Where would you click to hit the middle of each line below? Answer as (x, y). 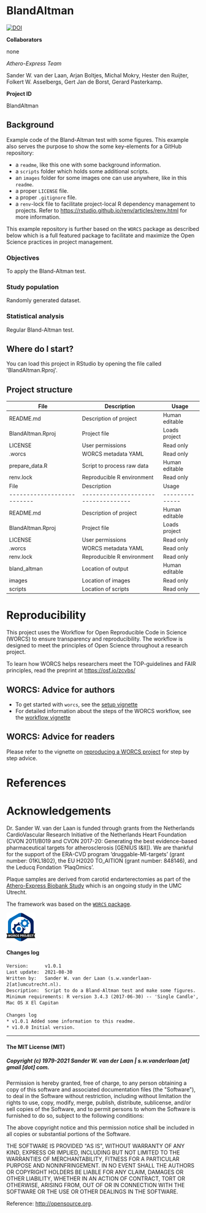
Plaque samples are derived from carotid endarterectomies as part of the (99, 879)
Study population (33, 287)
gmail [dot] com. (28, 1067)
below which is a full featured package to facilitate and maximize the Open (101, 235)
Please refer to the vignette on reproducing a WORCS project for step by (98, 751)
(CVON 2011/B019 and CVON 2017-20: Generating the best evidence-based (102, 841)
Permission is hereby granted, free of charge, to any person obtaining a (97, 1083)
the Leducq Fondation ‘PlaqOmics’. (50, 867)
